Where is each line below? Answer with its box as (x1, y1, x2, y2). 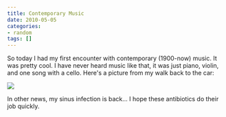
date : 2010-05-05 (7, 16, 57, 23)
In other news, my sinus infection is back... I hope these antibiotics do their (7, 95, 219, 103)
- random (7, 29, 32, 36)
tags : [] (7, 36, 32, 42)
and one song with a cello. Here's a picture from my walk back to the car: (7, 69, 214, 77)
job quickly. (7, 102, 40, 110)
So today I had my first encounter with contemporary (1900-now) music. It (7, 54, 218, 62)
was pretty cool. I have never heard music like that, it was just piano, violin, (7, 62, 219, 70)
